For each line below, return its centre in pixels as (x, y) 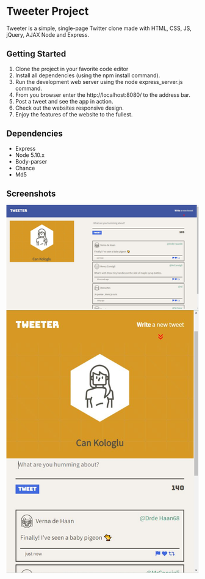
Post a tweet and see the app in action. (64, 101)
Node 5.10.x (30, 155)
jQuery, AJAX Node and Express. (48, 34)
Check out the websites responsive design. (69, 108)
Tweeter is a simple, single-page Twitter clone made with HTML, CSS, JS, (99, 28)
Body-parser (31, 161)
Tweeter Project (48, 11)
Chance (25, 168)
